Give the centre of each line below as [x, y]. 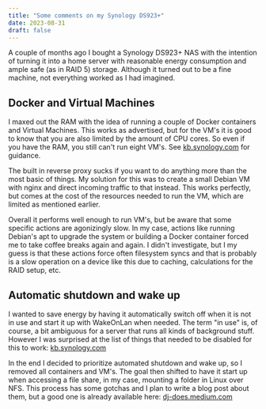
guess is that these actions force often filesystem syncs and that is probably [133, 253]
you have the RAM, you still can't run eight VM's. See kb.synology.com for [129, 147]
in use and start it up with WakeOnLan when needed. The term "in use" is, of [133, 322]
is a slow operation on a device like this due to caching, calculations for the [131, 262]
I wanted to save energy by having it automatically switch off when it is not [130, 314]
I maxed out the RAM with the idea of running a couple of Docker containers [132, 122]
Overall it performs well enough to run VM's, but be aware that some [120, 220]
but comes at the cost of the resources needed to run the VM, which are [126, 196]
